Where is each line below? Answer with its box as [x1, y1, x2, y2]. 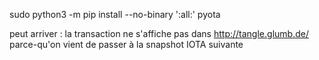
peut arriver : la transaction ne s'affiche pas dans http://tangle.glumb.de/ [9, 28, 309, 39]
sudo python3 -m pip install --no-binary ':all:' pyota [9, 9, 221, 20]
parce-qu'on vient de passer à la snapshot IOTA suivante [9, 39, 244, 50]
